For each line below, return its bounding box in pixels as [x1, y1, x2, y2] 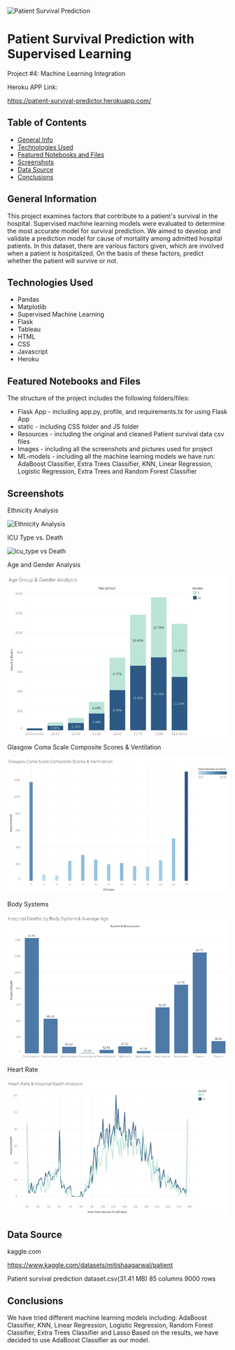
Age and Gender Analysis [7, 561, 81, 568]
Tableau [17, 325, 41, 333]
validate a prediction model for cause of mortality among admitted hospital [7, 234, 222, 242]
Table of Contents [7, 116, 87, 129]
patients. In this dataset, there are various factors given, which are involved [7, 241, 224, 250]
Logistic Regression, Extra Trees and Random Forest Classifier [17, 467, 197, 476]
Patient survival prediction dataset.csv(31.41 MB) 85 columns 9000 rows [7, 1274, 216, 1283]
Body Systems [7, 900, 49, 909]
